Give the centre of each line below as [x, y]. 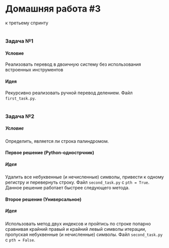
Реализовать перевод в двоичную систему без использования [73, 64]
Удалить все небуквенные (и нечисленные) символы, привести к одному [84, 177]
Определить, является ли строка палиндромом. [57, 141]
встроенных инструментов [34, 70]
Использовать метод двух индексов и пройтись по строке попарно [78, 224]
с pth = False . [20, 240]
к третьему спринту [27, 23]
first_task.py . [21, 98]
